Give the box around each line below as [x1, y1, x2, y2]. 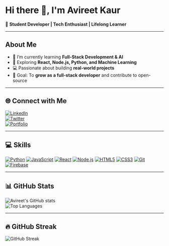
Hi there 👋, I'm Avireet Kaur [5, 5, 121, 16]
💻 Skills [5, 140, 31, 149]
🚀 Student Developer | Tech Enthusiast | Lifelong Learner [5, 21, 127, 27]
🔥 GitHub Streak [5, 222, 57, 231]
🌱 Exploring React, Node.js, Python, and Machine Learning [12, 59, 137, 65]
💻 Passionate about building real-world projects [12, 65, 115, 71]
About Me [5, 40, 37, 49]
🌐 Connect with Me [5, 97, 67, 105]
